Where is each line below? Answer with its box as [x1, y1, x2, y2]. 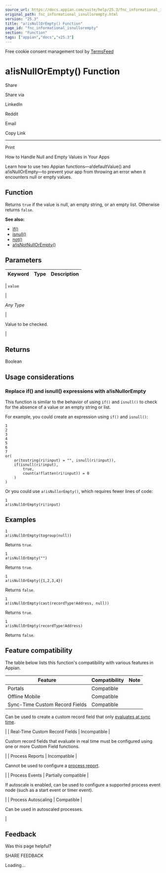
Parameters [5, 256, 42, 265]
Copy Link [5, 130, 26, 136]
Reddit [5, 111, 19, 117]
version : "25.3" [5, 16, 39, 21]
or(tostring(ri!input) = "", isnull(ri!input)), [14, 458, 116, 463]
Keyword [7, 271, 30, 278]
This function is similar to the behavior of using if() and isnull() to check [5, 399, 157, 405]
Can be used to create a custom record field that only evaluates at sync [5, 714, 151, 720]
